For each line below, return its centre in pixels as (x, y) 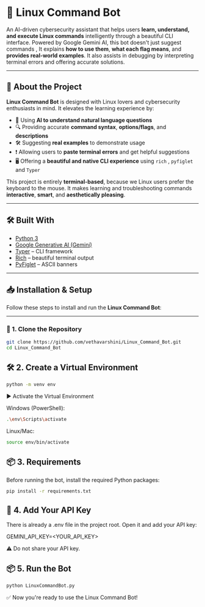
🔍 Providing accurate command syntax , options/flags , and (91, 127)
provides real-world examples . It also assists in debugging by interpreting (100, 55)
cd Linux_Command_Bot (34, 348)
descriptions (32, 136)
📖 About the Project (44, 87)
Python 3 (27, 238)
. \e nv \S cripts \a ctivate (37, 419)
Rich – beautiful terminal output (55, 258)
